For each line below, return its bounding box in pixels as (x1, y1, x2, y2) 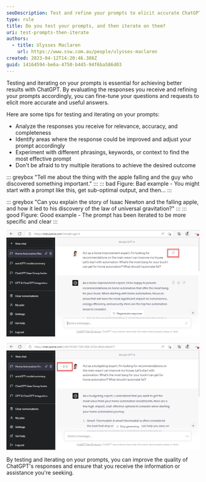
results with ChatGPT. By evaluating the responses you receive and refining (6, 86, 197, 93)
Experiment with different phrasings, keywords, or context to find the (15, 148, 189, 156)
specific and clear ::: (6, 217, 58, 225)
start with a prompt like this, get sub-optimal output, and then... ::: (6, 186, 172, 194)
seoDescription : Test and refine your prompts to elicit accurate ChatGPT (6, 10, 202, 16)
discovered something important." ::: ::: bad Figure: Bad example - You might (6, 179, 200, 187)
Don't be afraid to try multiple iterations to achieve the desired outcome (15, 161, 196, 168)
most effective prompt (15, 155, 72, 162)
